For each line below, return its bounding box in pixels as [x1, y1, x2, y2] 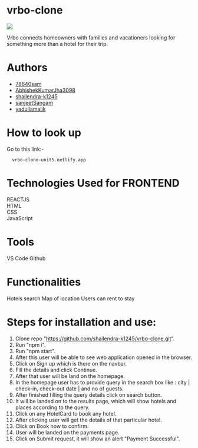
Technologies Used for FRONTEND [6, 177, 180, 190]
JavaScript [6, 214, 33, 221]
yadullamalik [15, 105, 46, 112]
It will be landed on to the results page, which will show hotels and [15, 397, 176, 404]
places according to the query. [15, 404, 90, 411]
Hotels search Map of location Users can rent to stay [6, 295, 135, 302]
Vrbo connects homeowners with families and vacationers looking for [6, 34, 176, 41]
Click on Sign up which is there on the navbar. [15, 360, 127, 367]
